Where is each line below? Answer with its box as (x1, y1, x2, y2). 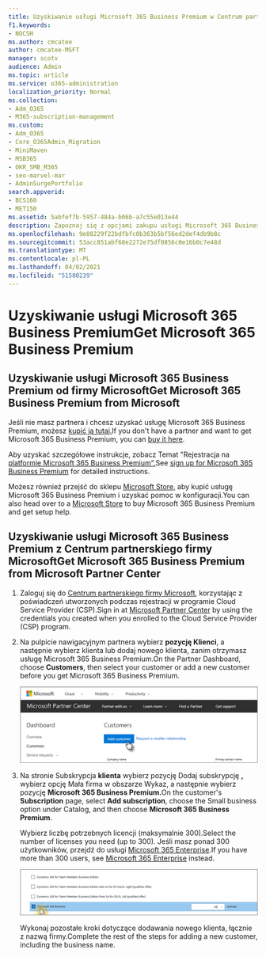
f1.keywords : (8, 21, 51, 29)
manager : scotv (8, 55, 59, 63)
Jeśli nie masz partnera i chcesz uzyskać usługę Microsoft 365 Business (8, 417, 245, 427)
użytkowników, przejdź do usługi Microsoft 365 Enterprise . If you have (19, 845, 248, 854)
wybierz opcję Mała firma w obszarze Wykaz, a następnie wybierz (19, 779, 237, 788)
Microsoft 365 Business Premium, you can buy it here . (8, 434, 185, 443)
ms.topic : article (8, 71, 69, 79)
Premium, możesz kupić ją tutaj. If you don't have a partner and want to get (8, 426, 252, 435)
